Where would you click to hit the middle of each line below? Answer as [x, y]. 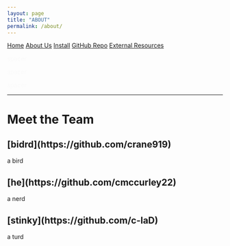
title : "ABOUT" [29, 20]
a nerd [16, 199]
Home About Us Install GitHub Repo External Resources [86, 46]
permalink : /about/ [35, 26]
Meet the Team [51, 119]
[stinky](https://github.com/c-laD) [83, 220]
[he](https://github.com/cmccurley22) [92, 182]
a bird [15, 161]
